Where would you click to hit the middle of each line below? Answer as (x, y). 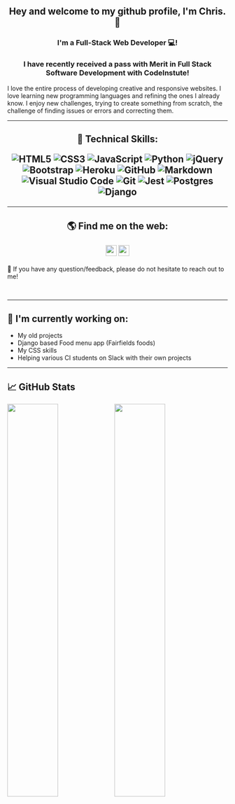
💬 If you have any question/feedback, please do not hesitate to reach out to (116, 269)
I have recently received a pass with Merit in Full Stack (117, 64)
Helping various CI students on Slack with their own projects (104, 358)
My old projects (40, 335)
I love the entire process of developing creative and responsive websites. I (114, 88)
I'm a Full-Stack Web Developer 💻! (117, 43)
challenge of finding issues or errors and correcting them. (91, 111)
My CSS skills (37, 350)
